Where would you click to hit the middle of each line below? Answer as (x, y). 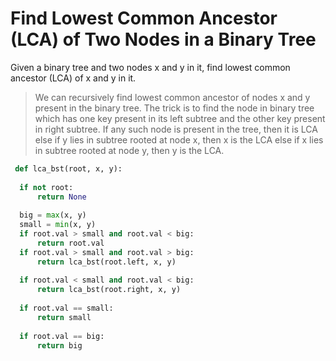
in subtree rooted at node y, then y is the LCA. (129, 150)
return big (59, 345)
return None (61, 197)
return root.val (70, 243)
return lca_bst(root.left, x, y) (106, 262)
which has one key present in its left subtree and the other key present (180, 118)
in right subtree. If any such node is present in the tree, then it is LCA (176, 129)
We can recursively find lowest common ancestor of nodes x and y (172, 97)
